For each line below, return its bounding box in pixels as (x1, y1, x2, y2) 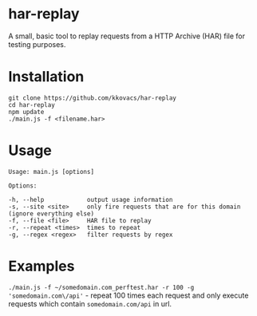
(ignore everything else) (8, 209, 94, 218)
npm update (8, 108, 45, 116)
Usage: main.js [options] (8, 168, 94, 176)
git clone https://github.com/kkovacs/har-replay (8, 93, 177, 102)
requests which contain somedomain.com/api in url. (8, 298, 172, 308)
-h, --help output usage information (8, 196, 173, 203)
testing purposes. (8, 39, 66, 49)
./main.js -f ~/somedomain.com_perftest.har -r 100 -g (8, 283, 195, 291)
